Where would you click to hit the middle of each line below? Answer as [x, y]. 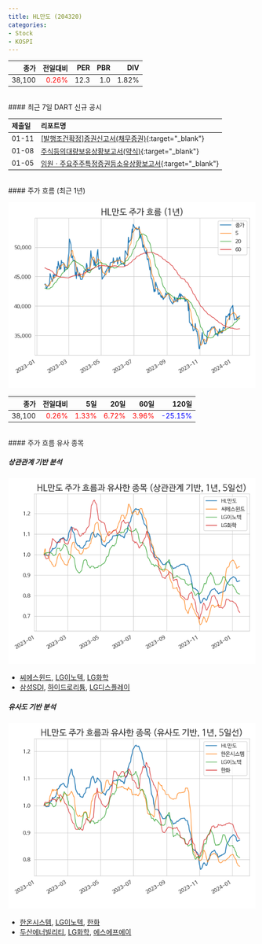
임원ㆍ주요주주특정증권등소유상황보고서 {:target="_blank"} [130, 163]
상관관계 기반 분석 [35, 462]
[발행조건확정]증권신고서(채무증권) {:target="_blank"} [122, 138]
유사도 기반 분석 [32, 707]
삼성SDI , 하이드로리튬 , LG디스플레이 [75, 688]
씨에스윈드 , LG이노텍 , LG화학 [64, 677]
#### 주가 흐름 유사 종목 [46, 442]
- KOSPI [21, 42]
